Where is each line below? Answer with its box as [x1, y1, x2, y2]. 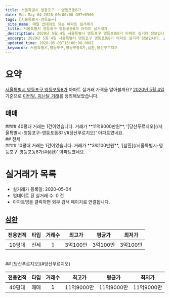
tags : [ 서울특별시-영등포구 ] [5, 17, 57, 22]
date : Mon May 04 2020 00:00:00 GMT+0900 [5, 12, 94, 17]
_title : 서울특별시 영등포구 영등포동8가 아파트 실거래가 [5, 26, 108, 31]
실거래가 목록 [5, 169, 57, 180]
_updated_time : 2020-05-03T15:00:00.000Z [5, 41, 94, 46]
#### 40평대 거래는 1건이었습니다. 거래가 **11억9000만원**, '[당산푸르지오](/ [5, 123, 159, 129]
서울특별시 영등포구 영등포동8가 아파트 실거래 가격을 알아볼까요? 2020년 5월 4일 [5, 86, 164, 92]
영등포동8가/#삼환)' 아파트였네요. [19, 149, 86, 155]
